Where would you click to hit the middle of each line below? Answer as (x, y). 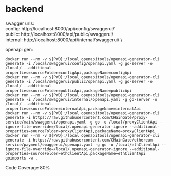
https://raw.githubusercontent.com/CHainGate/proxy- (90, 117)
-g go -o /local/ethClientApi (127, 145)
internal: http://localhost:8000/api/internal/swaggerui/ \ (64, 40)
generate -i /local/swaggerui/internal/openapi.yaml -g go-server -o (81, 99)
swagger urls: (20, 23)
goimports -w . (22, 158)
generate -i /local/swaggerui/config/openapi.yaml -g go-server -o (79, 63)
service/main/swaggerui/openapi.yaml (46, 122)
